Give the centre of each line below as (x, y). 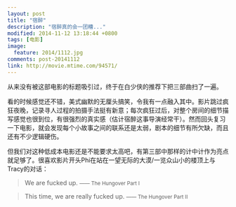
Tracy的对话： (28, 169)
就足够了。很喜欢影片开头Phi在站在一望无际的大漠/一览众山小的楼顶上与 (111, 160)
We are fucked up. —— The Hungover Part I (82, 183)
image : (17, 46)
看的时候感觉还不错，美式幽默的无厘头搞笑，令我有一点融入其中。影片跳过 (115, 101)
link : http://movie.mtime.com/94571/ (63, 66)
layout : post (26, 14)
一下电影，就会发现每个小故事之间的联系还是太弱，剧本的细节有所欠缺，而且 (118, 127)
